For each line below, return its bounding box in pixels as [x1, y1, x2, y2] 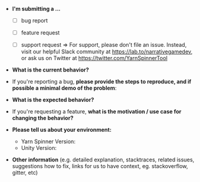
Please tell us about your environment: [12, 126, 112, 133]
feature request [21, 29, 60, 36]
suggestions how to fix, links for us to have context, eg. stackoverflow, [12, 163, 188, 170]
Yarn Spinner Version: [21, 138, 76, 145]
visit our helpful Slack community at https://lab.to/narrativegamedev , [21, 48, 193, 55]
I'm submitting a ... [12, 5, 61, 12]
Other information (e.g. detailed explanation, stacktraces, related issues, [12, 156, 195, 163]
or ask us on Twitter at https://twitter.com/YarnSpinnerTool [21, 55, 168, 62]
